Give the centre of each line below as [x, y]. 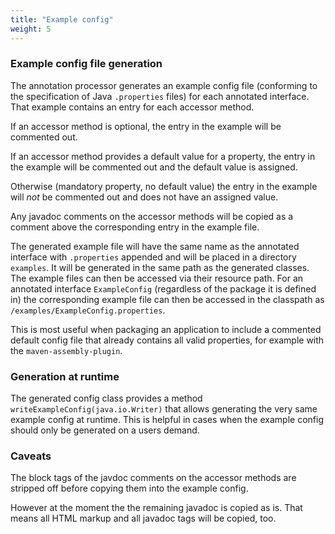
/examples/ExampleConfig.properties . [88, 310]
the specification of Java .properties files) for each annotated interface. [160, 96]
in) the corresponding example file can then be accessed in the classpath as [167, 299]
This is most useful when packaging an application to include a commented [166, 329]
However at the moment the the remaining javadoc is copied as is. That [156, 508]
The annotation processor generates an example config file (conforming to [164, 85]
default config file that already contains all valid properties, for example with [167, 340]
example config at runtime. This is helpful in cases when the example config [167, 420]
